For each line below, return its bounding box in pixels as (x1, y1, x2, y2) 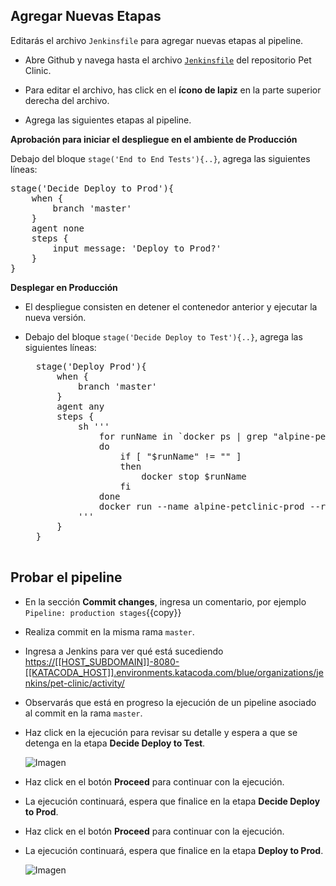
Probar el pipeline (10, 569, 123, 586)
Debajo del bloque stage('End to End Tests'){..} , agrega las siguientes (10, 152, 311, 164)
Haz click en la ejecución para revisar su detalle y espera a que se (24, 726, 298, 738)
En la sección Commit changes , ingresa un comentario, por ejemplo (24, 595, 307, 608)
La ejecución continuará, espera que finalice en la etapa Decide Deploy (24, 795, 321, 807)
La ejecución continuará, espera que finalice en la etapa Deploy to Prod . (24, 844, 324, 856)
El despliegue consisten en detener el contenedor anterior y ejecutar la (24, 300, 318, 313)
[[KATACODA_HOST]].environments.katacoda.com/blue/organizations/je (24, 666, 324, 678)
